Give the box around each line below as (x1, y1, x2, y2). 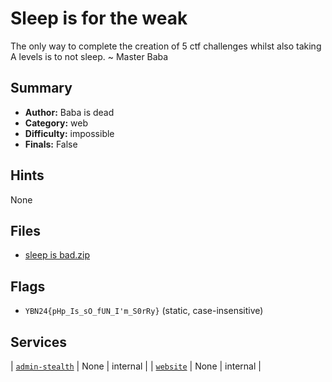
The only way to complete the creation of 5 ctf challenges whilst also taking (10, 40, 322, 52)
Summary (10, 80, 73, 97)
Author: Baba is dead (24, 106, 115, 118)
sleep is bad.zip (24, 249, 90, 261)
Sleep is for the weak (10, 7, 188, 30)
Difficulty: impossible (24, 127, 115, 139)
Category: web (24, 117, 88, 129)
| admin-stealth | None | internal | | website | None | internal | (10, 360, 262, 372)
